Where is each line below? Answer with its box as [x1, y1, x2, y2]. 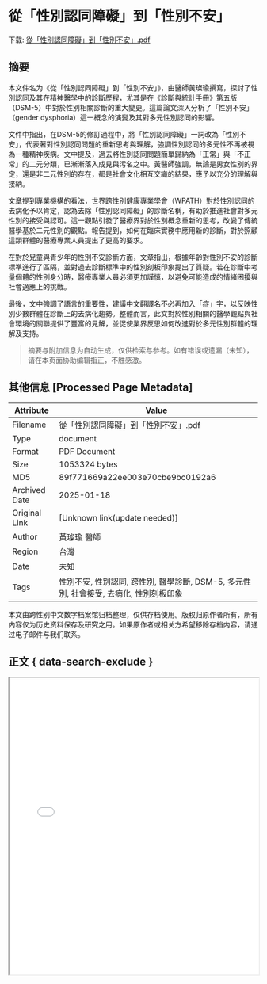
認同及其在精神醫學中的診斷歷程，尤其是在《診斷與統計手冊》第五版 [14, 93, 238, 102]
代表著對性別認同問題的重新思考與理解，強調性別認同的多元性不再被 [25, 139, 248, 149]
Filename [12, 419, 47, 430]
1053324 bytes [59, 459, 118, 470]
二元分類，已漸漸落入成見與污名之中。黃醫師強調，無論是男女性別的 [29, 159, 251, 169]
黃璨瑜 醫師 [59, 532, 101, 543]
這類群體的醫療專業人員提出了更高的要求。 [8, 235, 147, 245]
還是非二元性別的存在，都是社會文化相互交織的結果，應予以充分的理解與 [21, 169, 258, 178]
